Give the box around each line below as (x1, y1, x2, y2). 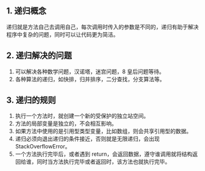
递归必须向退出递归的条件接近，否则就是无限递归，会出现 (15, 135, 160, 142)
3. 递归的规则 (6, 95, 56, 106)
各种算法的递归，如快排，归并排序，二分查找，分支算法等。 (15, 75, 165, 82)
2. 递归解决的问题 (6, 51, 72, 61)
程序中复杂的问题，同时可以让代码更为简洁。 (6, 31, 119, 38)
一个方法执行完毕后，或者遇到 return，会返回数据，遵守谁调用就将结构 (15, 150, 193, 158)
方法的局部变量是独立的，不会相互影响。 (15, 120, 117, 127)
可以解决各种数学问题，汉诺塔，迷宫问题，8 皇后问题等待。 (15, 68, 165, 75)
